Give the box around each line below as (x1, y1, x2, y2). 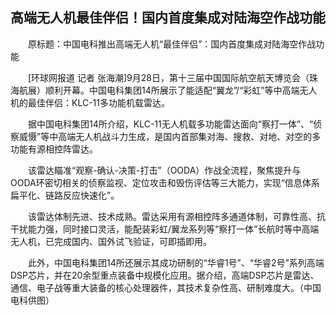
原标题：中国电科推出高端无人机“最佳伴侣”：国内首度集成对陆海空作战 (27, 38, 317, 50)
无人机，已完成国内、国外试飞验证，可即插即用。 (10, 235, 212, 247)
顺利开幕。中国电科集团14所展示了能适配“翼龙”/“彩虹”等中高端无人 (44, 84, 318, 96)
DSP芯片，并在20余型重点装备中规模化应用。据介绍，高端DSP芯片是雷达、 (10, 269, 320, 281)
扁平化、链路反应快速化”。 (10, 189, 120, 201)
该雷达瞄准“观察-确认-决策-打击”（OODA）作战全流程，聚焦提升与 (27, 164, 302, 176)
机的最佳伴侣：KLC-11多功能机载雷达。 (10, 96, 170, 108)
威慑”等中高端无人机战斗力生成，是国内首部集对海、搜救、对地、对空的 (18, 130, 313, 142)
